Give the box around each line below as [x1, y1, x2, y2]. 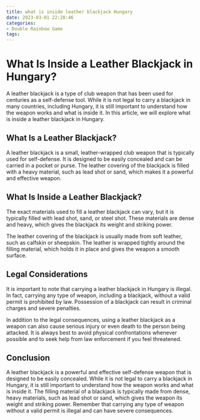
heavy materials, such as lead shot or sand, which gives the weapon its [6, 394, 183, 401]
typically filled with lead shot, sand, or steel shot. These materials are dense [6, 215, 195, 222]
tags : [6, 31, 20, 37]
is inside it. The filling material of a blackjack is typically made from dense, [6, 388, 190, 395]
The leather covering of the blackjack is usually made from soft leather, [6, 233, 183, 240]
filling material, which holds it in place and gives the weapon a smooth [6, 245, 180, 252]
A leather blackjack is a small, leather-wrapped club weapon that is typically [6, 149, 195, 156]
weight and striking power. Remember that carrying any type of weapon [6, 401, 184, 408]
